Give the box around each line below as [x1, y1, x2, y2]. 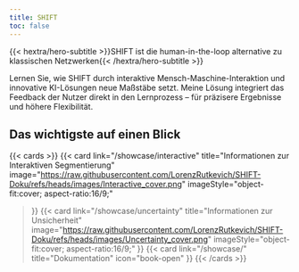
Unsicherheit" [30, 215, 83, 226]
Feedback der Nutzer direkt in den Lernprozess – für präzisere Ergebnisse [9, 91, 282, 103]
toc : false [9, 21, 50, 30]
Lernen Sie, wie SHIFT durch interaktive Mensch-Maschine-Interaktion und [9, 72, 286, 83]
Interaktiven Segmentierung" [9, 160, 115, 170]
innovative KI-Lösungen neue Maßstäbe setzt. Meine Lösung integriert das [9, 82, 285, 93]
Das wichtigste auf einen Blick [9, 127, 181, 142]
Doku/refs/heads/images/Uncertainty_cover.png [30, 234, 208, 245]
